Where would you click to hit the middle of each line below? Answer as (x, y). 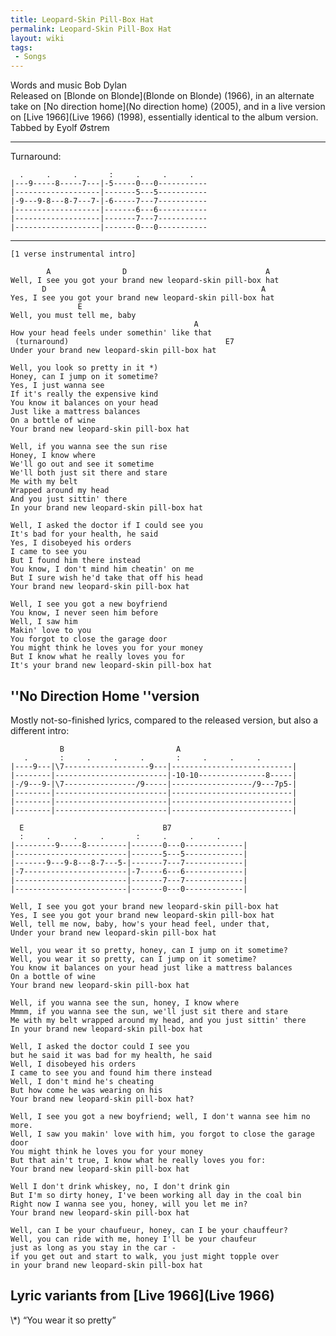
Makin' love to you (51, 631)
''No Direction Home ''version (105, 696)
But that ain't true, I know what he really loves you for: (138, 1160)
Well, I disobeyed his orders (73, 1064)
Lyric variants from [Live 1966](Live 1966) (142, 1296)
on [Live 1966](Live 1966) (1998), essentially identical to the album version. (164, 117)
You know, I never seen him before (84, 613)
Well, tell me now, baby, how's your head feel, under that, (140, 924)
